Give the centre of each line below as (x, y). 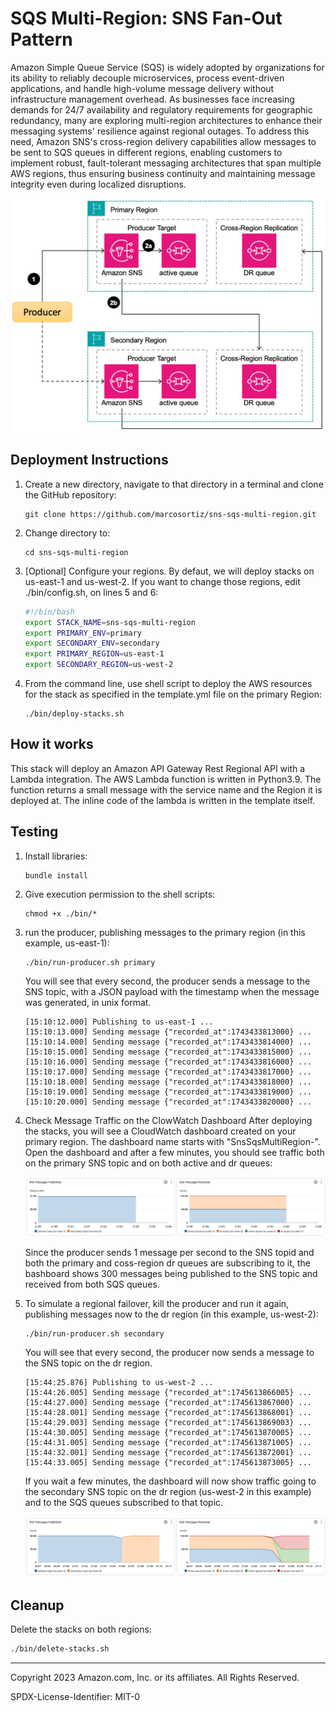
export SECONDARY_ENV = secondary (92, 643)
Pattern (41, 39)
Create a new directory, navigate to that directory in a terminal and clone (174, 484)
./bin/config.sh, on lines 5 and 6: (91, 592)
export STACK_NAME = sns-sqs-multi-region (110, 622)
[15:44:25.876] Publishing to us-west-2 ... (119, 1382)
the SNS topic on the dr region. (88, 1363)
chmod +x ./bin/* (61, 913)
